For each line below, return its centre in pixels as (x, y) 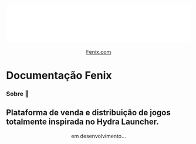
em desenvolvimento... (99, 136)
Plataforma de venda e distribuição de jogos (89, 113)
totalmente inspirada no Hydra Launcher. (83, 122)
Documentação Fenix (59, 76)
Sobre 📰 (18, 94)
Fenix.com (99, 52)
